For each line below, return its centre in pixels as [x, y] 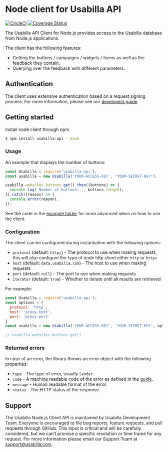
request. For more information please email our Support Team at [71, 439]
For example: [19, 289]
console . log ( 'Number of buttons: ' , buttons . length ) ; [67, 190]
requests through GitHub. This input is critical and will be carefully [73, 428]
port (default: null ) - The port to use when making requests [74, 274]
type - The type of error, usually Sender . [53, 374]
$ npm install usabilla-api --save [42, 138]
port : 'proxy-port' [30, 317]
